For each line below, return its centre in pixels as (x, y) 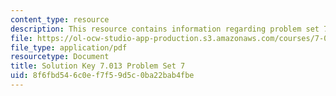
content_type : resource (60, 19)
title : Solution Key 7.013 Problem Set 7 (98, 66)
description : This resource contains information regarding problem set (165, 29)
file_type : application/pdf (69, 47)
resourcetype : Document (60, 57)
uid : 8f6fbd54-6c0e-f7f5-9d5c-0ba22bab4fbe (102, 76)
